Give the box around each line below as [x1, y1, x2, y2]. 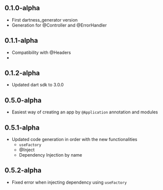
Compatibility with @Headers [11, 49, 71, 55]
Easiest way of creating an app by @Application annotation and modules [11, 109, 158, 115]
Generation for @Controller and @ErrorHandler [11, 22, 107, 28]
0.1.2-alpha [4, 69, 40, 78]
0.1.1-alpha [4, 36, 38, 45]
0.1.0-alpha [4, 4, 40, 12]
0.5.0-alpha [4, 96, 42, 105]
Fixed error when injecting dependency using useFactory [11, 179, 127, 185]
